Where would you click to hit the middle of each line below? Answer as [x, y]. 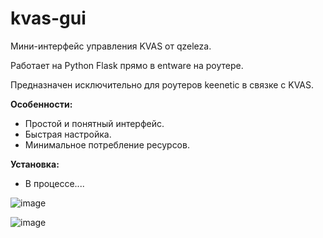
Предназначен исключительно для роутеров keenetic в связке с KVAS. [162, 84]
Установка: [35, 164]
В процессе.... [54, 183]
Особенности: [41, 104]
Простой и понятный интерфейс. [94, 123]
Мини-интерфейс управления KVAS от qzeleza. [111, 46]
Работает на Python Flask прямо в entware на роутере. [127, 65]
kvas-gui [48, 18]
